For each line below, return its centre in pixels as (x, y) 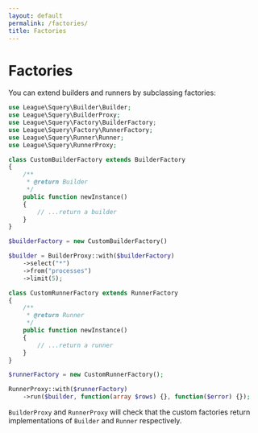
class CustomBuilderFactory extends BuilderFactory (97, 159)
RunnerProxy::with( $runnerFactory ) (68, 390)
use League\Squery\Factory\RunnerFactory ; (81, 130)
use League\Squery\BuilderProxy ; (64, 115)
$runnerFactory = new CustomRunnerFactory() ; (86, 375)
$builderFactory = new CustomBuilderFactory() (88, 241)
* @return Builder (57, 182)
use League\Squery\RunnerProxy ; (62, 145)
